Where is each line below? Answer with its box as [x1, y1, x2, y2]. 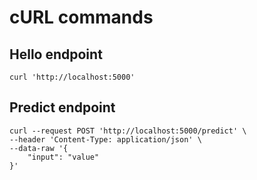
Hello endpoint [9, 46, 103, 63]
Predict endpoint [9, 99, 116, 116]
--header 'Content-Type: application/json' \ [9, 134, 202, 145]
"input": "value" [27, 152, 100, 162]
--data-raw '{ [9, 143, 69, 153]
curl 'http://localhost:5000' [9, 72, 136, 82]
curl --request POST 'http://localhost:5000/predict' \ [9, 126, 247, 136]
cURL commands [9, 6, 154, 29]
